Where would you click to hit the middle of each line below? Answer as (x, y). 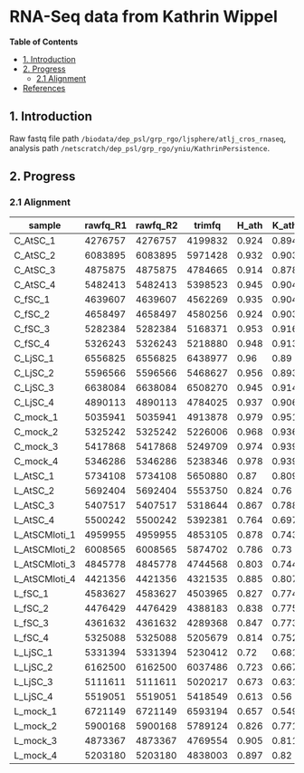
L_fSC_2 (32, 608)
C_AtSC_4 (35, 285)
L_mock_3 (36, 741)
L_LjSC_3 (33, 682)
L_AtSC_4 (34, 520)
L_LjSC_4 (33, 697)
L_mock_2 (36, 726)
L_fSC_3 (32, 624)
